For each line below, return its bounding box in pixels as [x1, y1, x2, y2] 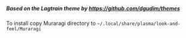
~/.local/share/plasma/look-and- [97, 21, 181, 27]
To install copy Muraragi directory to [6, 20, 96, 27]
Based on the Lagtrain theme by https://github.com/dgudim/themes [6, 5, 181, 12]
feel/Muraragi [6, 26, 42, 32]
